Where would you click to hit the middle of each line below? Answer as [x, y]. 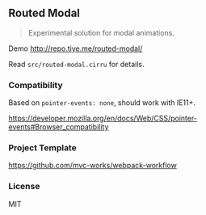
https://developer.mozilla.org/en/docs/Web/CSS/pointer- [103, 118]
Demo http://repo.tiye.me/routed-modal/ [76, 48]
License [24, 187]
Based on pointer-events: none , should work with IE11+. [102, 103]
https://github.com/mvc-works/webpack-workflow [93, 166]
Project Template [42, 148]
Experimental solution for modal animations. [101, 32]
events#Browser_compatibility [59, 127]
